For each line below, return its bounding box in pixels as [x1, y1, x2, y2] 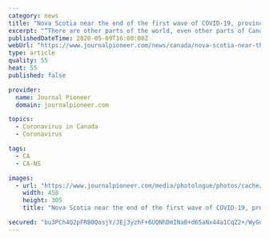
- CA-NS [15, 160, 42, 168]
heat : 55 [8, 64, 38, 72]
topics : [8, 115, 34, 124]
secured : [8, 218, 38, 226]
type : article [8, 49, 56, 57]
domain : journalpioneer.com [15, 101, 110, 109]
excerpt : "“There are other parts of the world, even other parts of [8, 26, 246, 34]
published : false [8, 71, 66, 79]
